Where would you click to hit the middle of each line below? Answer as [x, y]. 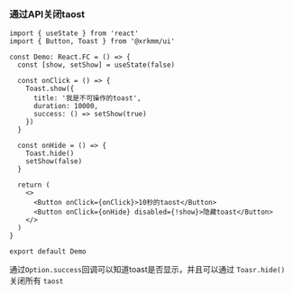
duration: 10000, [66, 106]
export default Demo [48, 252]
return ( [34, 185]
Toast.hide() [50, 154]
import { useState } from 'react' [74, 33]
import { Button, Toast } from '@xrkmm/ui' [92, 41]
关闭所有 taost [37, 280]
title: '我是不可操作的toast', [87, 98]
